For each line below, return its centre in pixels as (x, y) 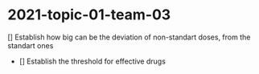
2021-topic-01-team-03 (89, 15)
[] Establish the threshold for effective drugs (92, 61)
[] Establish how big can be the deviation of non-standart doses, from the (129, 37)
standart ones (31, 45)
